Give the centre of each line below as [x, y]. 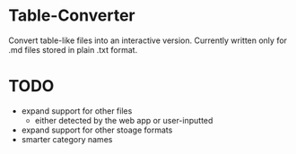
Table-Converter [72, 16]
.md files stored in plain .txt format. [73, 49]
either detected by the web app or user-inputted [124, 120]
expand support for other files [77, 111]
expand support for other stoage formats [97, 130]
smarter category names [67, 139]
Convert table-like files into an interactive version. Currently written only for [148, 40]
